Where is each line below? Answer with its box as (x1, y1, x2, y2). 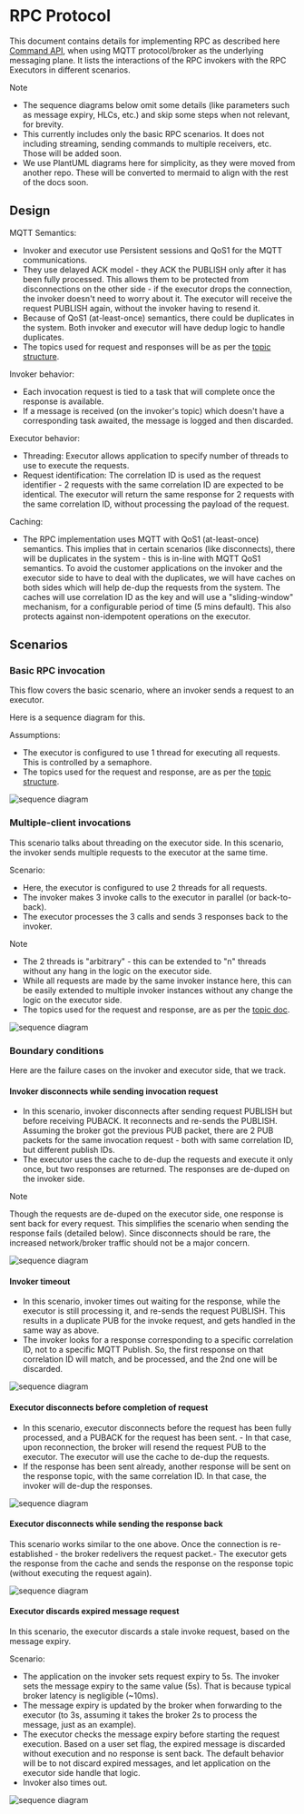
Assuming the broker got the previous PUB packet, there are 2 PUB (22, 1125, 274, 1136)
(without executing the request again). (9, 1567, 152, 1578)
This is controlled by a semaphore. (22, 757, 152, 768)
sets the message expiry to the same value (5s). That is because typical (22, 1681, 292, 1691)
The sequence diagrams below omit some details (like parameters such (22, 99, 290, 110)
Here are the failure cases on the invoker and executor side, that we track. (9, 1065, 287, 1076)
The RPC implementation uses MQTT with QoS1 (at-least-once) (22, 533, 260, 545)
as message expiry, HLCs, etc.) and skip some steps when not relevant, (22, 109, 290, 120)
